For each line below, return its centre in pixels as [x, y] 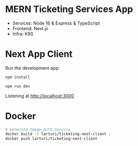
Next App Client [39, 54]
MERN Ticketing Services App [69, 9]
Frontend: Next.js [30, 28]
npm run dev [18, 86]
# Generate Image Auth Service [38, 129]
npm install [18, 77]
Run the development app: [33, 68]
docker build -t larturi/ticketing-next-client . [58, 134]
